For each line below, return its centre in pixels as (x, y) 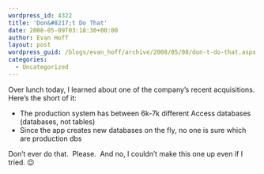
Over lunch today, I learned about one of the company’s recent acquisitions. (132, 89)
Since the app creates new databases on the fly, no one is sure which (133, 130)
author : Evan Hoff (38, 38)
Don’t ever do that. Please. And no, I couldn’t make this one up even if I (126, 153)
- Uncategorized (42, 67)
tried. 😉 (21, 162)
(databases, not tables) (57, 121)
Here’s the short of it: (42, 98)
